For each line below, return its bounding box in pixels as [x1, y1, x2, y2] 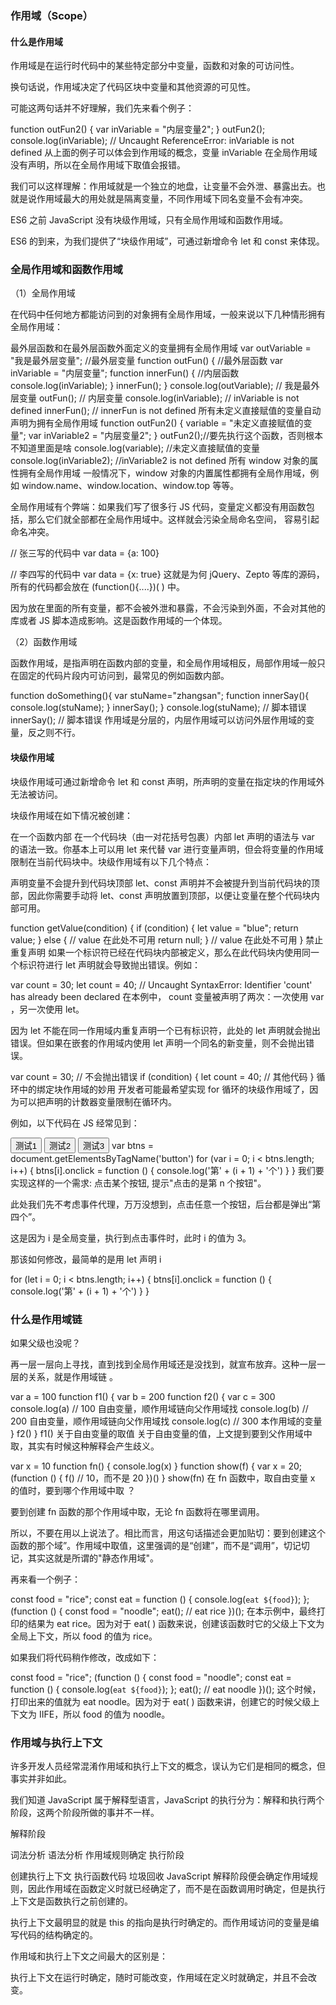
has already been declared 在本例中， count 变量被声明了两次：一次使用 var [10, 990, 325, 1002]
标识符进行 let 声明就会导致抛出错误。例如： [18, 958, 202, 971]
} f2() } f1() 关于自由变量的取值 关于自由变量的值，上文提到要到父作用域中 [10, 1427, 313, 1439]
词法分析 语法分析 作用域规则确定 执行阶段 [10, 1849, 185, 1861]
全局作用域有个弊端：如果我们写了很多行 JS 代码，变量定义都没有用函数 [10, 501, 307, 513]
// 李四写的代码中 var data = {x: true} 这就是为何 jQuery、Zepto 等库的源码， [10, 568, 325, 581]
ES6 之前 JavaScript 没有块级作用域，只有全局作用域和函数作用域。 [10, 214, 289, 226]
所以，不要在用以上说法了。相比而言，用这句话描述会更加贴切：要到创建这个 [10, 1527, 326, 1539]
